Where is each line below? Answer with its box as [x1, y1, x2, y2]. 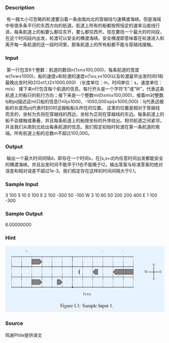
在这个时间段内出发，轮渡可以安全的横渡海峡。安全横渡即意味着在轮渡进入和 [5, 35, 164, 42]
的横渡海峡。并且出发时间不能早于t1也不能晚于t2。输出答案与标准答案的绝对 [5, 161, 163, 167]
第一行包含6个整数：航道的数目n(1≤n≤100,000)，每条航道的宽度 [6, 66, 140, 72]
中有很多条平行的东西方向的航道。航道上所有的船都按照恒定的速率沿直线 [5, 22, 155, 29]
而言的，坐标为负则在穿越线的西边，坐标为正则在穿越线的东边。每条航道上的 [5, 111, 164, 117]
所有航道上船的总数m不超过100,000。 [14, 130, 92, 136]
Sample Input [5, 180, 39, 187]
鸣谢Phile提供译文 [5, 332, 42, 338]
